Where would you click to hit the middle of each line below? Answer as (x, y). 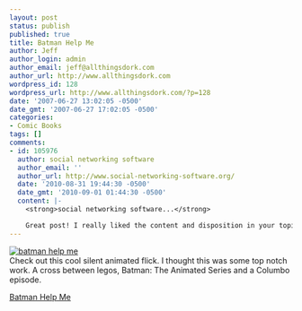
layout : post (34, 17)
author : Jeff (34, 51)
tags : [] (26, 134)
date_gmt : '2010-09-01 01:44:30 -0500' (92, 193)
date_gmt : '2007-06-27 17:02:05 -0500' (84, 109)
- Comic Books (36, 126)
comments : (28, 143)
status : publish (40, 26)
